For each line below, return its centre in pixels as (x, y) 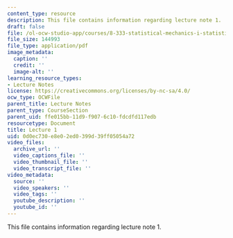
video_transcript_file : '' (52, 168)
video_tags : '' (35, 194)
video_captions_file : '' (49, 156)
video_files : (26, 143)
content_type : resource (42, 14)
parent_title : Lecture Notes (49, 104)
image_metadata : (31, 53)
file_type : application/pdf (48, 46)
